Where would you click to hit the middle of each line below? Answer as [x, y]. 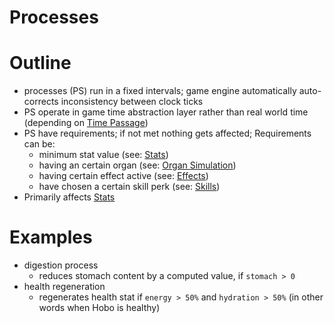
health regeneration [64, 287]
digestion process [61, 265]
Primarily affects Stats [69, 197]
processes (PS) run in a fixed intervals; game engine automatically [160, 91]
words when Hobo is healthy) [99, 308]
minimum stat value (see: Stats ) [103, 155]
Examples [51, 237]
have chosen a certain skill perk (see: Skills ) [129, 187]
